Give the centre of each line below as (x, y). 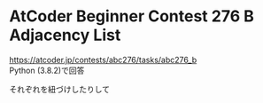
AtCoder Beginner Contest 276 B (132, 16)
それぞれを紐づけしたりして (60, 89)
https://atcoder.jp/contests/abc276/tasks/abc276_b (103, 59)
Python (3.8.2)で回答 (47, 70)
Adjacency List (65, 35)
